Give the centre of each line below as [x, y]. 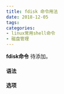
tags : [13, 22]
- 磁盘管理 [18, 39]
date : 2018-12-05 [27, 17]
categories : [21, 28]
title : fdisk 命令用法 [32, 11]
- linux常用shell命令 [31, 33]
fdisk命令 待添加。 [28, 56]
